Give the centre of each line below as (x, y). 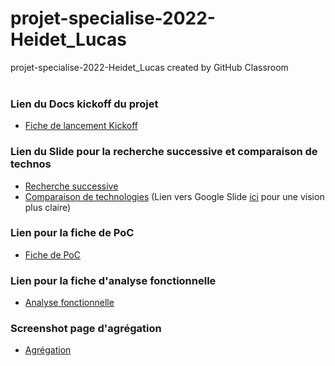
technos (31, 164)
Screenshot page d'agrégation (86, 329)
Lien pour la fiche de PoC (72, 233)
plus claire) (48, 207)
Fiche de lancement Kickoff (81, 126)
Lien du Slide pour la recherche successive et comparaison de (164, 152)
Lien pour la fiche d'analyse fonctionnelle (113, 280)
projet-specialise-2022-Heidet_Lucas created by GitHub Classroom (149, 67)
